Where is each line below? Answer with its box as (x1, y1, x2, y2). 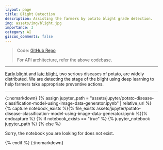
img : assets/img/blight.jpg (5, 20, 62, 26)
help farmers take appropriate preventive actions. (5, 81, 104, 87)
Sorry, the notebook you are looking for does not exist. (5, 130, 114, 136)
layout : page (5, 7, 32, 12)
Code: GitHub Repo (16, 47, 56, 53)
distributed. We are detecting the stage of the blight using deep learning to (5, 76, 154, 82)
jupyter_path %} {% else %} (5, 121, 62, 127)
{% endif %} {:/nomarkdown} (5, 139, 64, 146)
